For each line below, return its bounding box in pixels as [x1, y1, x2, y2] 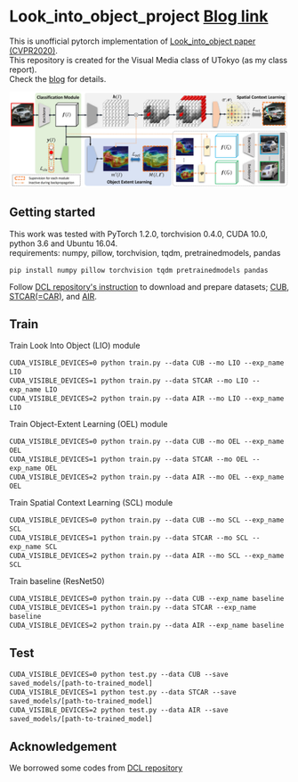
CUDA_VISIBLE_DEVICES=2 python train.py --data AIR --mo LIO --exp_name [9, 394, 285, 403]
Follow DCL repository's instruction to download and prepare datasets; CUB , [9, 281, 290, 292]
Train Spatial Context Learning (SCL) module [9, 498, 173, 508]
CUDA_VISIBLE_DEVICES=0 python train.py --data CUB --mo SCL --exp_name [9, 515, 285, 525]
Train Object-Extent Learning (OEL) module [9, 419, 168, 430]
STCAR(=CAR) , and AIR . [9, 291, 98, 301]
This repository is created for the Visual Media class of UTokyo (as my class [9, 54, 287, 65]
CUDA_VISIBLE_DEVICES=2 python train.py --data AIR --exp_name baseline [9, 621, 285, 630]
